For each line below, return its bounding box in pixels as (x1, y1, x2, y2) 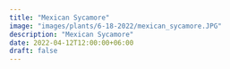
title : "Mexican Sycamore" (9, 13, 110, 22)
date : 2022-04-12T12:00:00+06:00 (9, 38, 134, 47)
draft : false (9, 47, 58, 56)
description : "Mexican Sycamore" (9, 30, 134, 39)
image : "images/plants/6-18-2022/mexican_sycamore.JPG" (9, 22, 222, 30)
